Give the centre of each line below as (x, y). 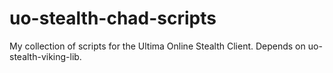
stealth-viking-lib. (45, 56)
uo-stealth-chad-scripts (113, 18)
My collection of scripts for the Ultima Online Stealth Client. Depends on (157, 46)
